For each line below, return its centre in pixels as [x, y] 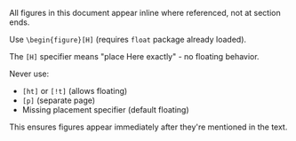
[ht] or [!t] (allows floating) [75, 91]
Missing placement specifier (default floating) [105, 110]
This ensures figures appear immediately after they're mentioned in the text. [148, 127]
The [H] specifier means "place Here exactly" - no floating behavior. [134, 56]
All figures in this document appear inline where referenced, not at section [145, 13]
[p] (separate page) [59, 100]
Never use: [29, 74]
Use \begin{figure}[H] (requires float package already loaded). [128, 39]
